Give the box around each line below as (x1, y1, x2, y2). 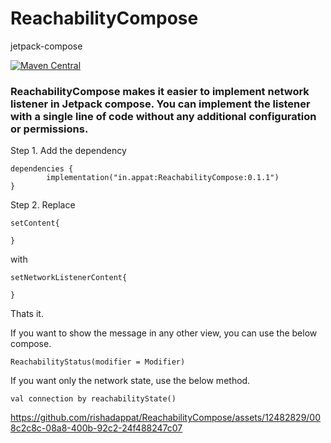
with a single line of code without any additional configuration (10, 109, 317, 123)
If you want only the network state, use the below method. (10, 375, 251, 387)
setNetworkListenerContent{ (10, 273, 128, 283)
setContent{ (10, 218, 60, 229)
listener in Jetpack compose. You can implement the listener (10, 97, 311, 111)
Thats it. (10, 308, 44, 320)
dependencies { (10, 164, 74, 174)
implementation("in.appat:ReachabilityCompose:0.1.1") (46, 173, 280, 183)
